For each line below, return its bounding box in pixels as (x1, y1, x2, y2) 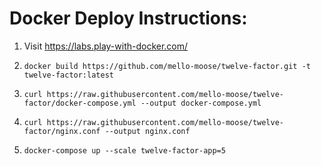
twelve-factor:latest (23, 70, 114, 80)
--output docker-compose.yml (140, 98, 262, 108)
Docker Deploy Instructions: (9, 7, 248, 30)
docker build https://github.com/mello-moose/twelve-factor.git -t (23, 61, 311, 71)
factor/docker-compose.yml (23, 98, 137, 108)
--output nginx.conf (104, 126, 191, 136)
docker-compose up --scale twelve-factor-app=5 (23, 145, 226, 156)
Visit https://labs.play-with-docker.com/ (23, 40, 189, 52)
